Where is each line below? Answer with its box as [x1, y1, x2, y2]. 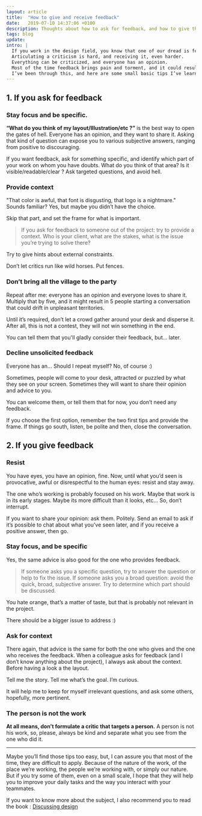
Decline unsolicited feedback [6, 348, 94, 357]
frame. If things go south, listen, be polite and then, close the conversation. [6, 422, 192, 430]
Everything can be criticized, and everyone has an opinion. [11, 59, 168, 65]
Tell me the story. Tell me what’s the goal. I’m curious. [6, 676, 139, 684]
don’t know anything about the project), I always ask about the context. [6, 658, 182, 666]
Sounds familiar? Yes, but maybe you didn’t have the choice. [6, 203, 156, 211]
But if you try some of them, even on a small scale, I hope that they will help [6, 772, 194, 779]
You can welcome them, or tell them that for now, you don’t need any [6, 398, 177, 406]
